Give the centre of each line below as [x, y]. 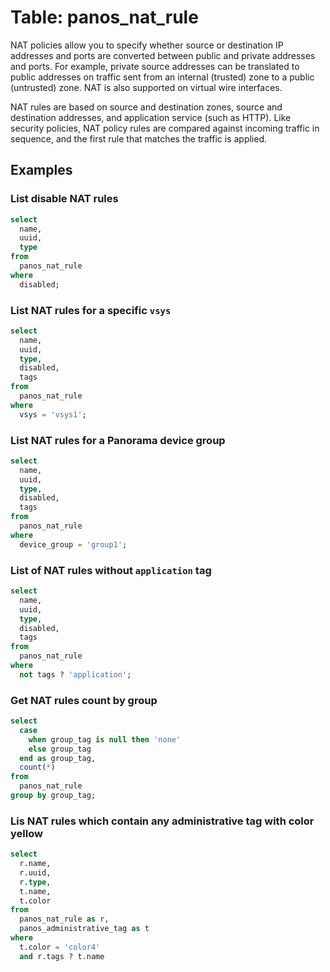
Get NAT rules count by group [84, 700]
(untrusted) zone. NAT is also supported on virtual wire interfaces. [146, 87]
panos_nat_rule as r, [64, 919]
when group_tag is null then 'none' [105, 739]
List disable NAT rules [64, 199]
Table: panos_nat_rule [104, 17]
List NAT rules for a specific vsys [91, 310]
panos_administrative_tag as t [84, 929]
